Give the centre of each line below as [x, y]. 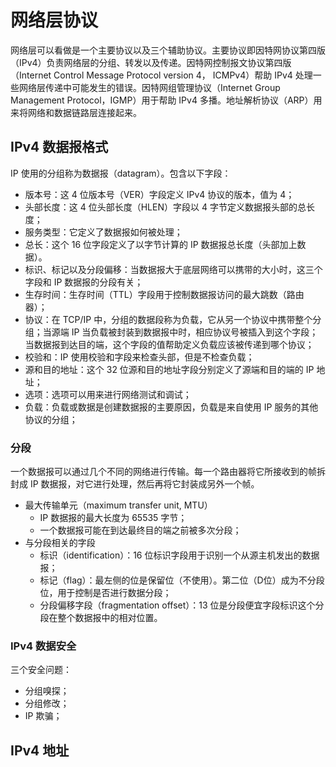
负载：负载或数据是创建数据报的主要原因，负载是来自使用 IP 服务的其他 [171, 407]
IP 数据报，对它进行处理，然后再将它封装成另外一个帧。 [144, 484]
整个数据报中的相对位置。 [110, 618]
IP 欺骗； [43, 716]
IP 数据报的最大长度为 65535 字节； [113, 518]
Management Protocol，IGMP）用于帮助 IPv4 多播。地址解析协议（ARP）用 [166, 100]
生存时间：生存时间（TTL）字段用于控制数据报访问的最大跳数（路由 [164, 294]
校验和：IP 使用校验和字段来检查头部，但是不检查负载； [139, 357]
